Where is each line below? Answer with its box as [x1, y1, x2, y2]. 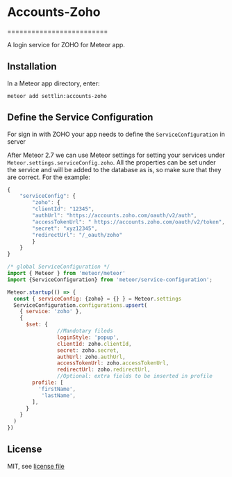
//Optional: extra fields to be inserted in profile [56, 373, 213, 380]
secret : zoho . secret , [56, 346, 119, 354]
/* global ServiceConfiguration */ [7, 263, 110, 271]
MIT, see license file [7, 462, 65, 470]
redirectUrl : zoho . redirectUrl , [56, 366, 151, 374]
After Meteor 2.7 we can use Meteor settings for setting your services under [7, 151, 226, 159]
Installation [7, 60, 57, 73]
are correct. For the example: [7, 173, 90, 181]
